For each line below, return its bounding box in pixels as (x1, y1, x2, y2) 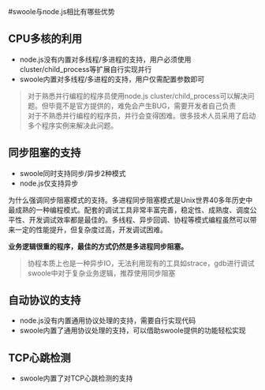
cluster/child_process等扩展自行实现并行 (19, 64, 152, 73)
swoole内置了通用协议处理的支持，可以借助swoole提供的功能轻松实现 (19, 326, 246, 336)
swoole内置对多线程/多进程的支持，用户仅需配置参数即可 (19, 74, 205, 84)
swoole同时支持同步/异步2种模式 (19, 168, 126, 178)
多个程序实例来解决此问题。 (27, 121, 118, 130)
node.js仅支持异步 (19, 178, 79, 188)
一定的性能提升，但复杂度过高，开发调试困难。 (14, 224, 167, 234)
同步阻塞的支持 (8, 146, 81, 159)
